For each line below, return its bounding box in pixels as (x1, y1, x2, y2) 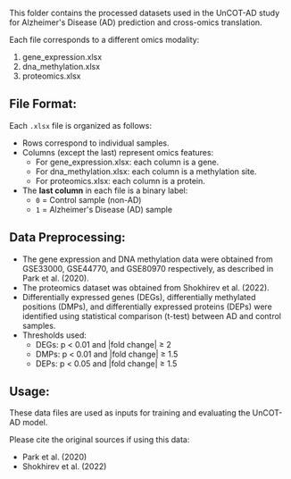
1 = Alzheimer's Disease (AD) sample (35, 204, 172, 214)
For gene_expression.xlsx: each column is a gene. (35, 156, 220, 167)
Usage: (9, 384, 51, 399)
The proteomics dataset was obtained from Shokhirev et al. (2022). (21, 282, 270, 293)
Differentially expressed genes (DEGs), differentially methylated (21, 291, 256, 302)
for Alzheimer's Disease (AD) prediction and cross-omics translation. (9, 17, 262, 28)
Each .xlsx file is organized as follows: (9, 120, 152, 130)
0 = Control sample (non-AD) (35, 194, 142, 205)
